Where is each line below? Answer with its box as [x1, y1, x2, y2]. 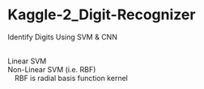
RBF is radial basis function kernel [15, 73, 129, 83]
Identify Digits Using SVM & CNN [7, 32, 118, 42]
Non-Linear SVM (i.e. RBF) [7, 64, 96, 74]
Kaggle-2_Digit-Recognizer [7, 6, 196, 24]
